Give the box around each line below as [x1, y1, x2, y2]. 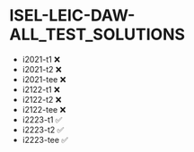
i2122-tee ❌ [22, 104, 66, 114]
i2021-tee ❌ [22, 73, 66, 85]
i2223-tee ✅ [22, 134, 69, 145]
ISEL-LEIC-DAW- [9, 5, 136, 26]
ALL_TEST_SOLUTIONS [9, 24, 186, 45]
